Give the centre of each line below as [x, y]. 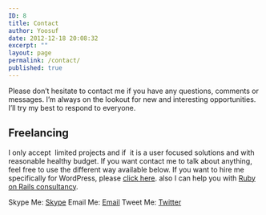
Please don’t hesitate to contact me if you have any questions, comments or [133, 91]
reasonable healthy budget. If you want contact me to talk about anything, [130, 160]
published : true [35, 68]
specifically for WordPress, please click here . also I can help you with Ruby [132, 178]
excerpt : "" [28, 46]
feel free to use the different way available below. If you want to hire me [126, 169]
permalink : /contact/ [44, 61]
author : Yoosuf [34, 30]
